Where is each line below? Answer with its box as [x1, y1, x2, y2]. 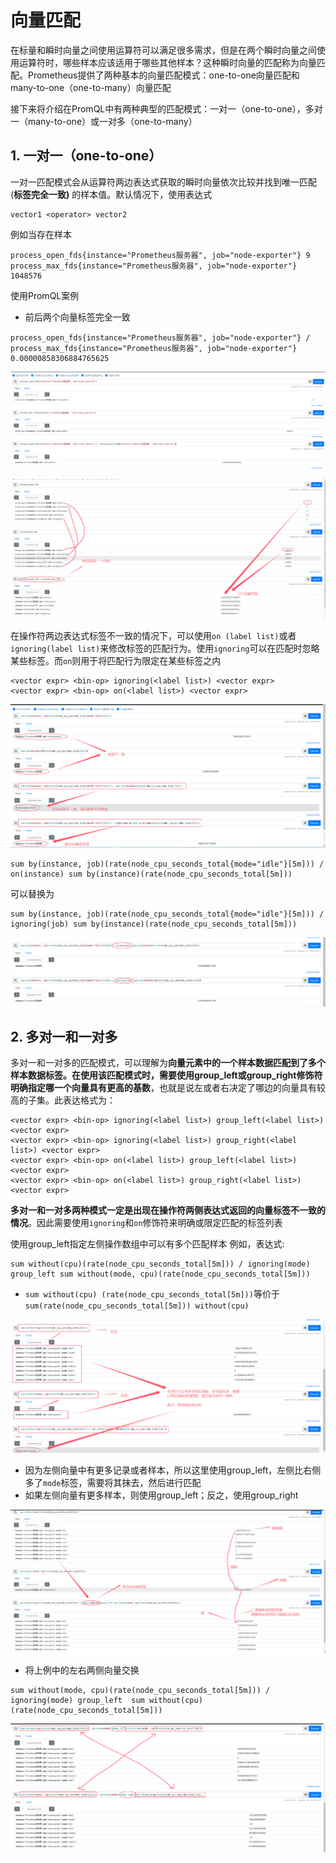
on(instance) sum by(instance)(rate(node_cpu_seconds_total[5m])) [10, 869, 293, 879]
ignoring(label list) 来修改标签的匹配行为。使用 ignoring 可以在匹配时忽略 [10, 642, 320, 655]
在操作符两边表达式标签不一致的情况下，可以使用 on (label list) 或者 [10, 630, 297, 642]
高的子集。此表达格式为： [10, 1094, 116, 1106]
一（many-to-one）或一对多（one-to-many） [10, 115, 198, 127]
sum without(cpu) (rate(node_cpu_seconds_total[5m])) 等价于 [24, 1288, 280, 1300]
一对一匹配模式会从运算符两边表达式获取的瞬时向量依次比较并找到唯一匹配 [10, 176, 317, 188]
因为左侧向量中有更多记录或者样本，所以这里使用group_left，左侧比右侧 [24, 1464, 322, 1476]
